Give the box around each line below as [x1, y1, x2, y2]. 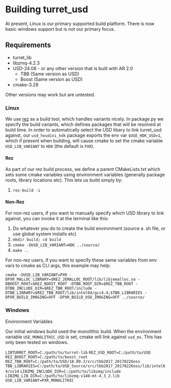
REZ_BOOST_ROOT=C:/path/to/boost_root [5, 354, 88, 359]
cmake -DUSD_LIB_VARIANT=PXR [5, 272, 67, 277]
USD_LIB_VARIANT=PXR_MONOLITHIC [5, 378, 74, 383]
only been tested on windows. [5, 339, 69, 345]
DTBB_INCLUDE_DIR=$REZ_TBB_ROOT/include [5, 286, 93, 291]
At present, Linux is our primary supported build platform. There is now [5, 20, 155, 27]
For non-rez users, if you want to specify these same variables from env [5, 257, 157, 263]
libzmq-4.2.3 [12, 60, 40, 66]
